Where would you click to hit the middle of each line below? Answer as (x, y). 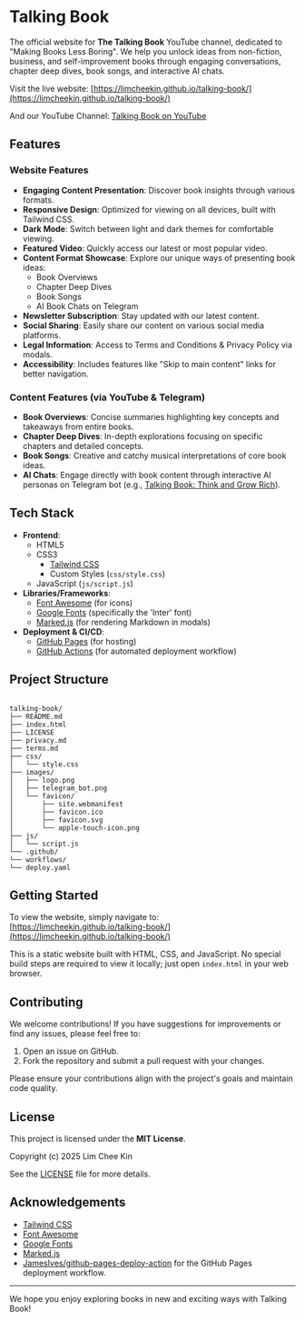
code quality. (34, 1088)
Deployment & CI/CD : (63, 631)
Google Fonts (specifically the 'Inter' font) (114, 612)
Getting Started (54, 895)
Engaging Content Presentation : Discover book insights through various (158, 190)
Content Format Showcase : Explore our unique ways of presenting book (159, 257)
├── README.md (36, 716)
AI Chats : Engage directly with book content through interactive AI (147, 475)
